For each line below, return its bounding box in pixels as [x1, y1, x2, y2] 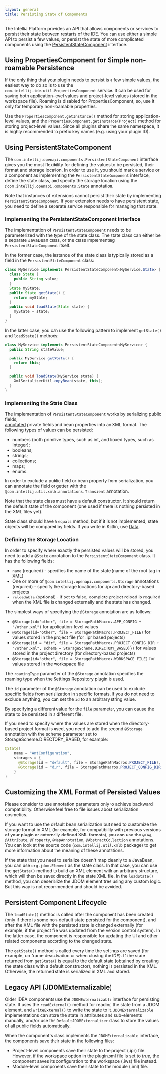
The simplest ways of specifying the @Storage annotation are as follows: [5, 609, 152, 615]
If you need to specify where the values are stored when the [5, 720, 128, 727]
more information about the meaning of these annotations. [5, 847, 124, 854]
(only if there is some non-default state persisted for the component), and [5, 917, 156, 923]
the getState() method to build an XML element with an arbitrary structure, [5, 868, 159, 874]
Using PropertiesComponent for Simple [5, 56, 130, 64]
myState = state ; [14, 309, 50, 314]
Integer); [12, 442, 30, 448]
